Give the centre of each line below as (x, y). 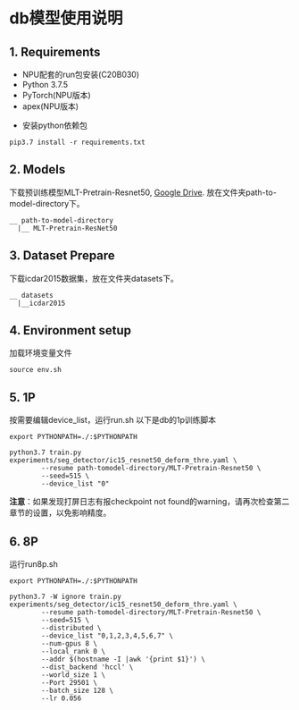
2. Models (37, 169)
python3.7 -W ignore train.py (66, 597)
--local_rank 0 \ (73, 652)
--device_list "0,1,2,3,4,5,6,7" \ (108, 636)
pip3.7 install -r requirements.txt (77, 142)
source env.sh (36, 370)
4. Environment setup (71, 330)
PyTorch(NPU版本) (56, 95)
